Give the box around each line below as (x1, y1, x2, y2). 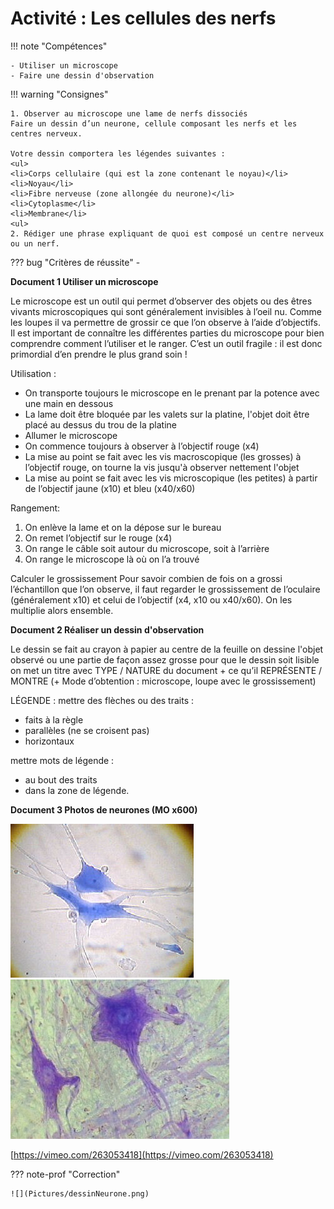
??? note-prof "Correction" (10, 1168, 121, 1180)
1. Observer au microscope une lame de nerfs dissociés (10, 108, 248, 119)
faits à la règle (24, 713, 84, 726)
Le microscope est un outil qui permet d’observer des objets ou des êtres (10, 295, 313, 307)
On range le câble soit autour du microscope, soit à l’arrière (24, 542, 270, 554)
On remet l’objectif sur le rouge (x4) (24, 532, 173, 544)
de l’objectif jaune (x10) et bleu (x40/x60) (24, 482, 196, 494)
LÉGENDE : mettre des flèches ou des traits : (10, 694, 195, 706)
